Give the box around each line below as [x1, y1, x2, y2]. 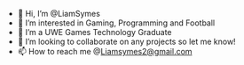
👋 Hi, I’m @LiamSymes [17, 9, 100, 18]
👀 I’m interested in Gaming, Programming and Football [17, 18, 216, 28]
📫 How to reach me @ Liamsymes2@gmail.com [17, 47, 193, 56]
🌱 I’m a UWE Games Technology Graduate [17, 27, 172, 37]
